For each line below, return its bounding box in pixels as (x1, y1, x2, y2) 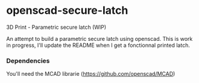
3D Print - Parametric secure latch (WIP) (6, 23, 107, 31)
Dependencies (6, 57, 50, 65)
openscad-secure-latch (6, 4, 128, 17)
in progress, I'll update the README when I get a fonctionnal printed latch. (6, 41, 190, 49)
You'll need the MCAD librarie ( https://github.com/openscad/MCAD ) (6, 70, 175, 78)
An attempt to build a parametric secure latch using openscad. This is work (6, 35, 193, 42)
